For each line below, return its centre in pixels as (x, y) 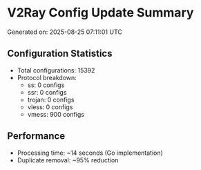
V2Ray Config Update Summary (100, 13)
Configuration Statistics (60, 54)
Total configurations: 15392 (56, 70)
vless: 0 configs (50, 107)
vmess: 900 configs (56, 114)
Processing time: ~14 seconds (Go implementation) (90, 153)
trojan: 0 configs (51, 100)
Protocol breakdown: (47, 77)
